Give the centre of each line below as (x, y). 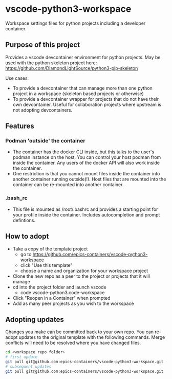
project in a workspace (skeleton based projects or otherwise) (78, 94)
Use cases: (17, 78)
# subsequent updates (28, 366)
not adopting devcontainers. (42, 110)
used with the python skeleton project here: (51, 63)
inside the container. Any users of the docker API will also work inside (86, 163)
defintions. (24, 220)
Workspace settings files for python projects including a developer (76, 23)
